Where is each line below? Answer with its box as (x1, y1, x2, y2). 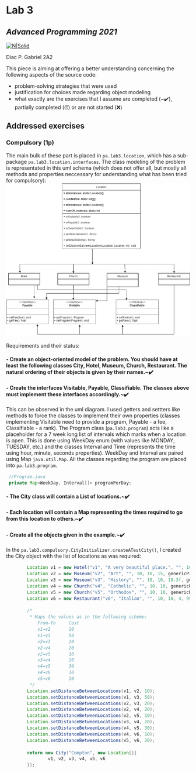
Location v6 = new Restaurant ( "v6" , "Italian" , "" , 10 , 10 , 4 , (27, 595, 184, 602)
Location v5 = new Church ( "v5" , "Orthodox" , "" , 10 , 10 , (27, 589, 169, 595)
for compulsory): (6, 177, 47, 184)
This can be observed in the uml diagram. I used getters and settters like (6, 406, 180, 413)
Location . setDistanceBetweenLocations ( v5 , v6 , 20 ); (27, 737, 156, 743)
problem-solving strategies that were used (14, 83, 117, 90)
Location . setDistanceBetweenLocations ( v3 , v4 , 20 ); (27, 719, 156, 725)
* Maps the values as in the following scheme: (29, 614, 148, 620)
